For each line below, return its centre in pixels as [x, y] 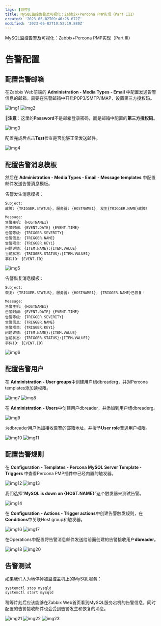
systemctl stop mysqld [28, 588]
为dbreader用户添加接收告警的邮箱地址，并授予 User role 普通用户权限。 [78, 428]
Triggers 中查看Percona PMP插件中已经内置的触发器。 [61, 473]
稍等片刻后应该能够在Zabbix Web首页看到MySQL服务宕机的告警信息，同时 [80, 602]
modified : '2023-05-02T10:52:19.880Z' [45, 23]
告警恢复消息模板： [25, 278]
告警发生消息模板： [25, 194]
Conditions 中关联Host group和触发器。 [45, 519]
